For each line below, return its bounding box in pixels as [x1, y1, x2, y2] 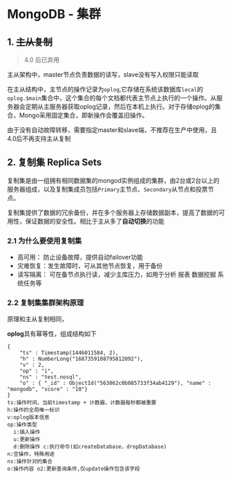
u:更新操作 [13, 436, 41, 443]
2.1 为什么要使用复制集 [7, 236, 82, 246]
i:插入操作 [13, 428, 41, 436]
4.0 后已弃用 [23, 56, 60, 64]
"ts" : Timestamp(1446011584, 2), [19, 350, 119, 356]
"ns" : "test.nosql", [19, 374, 81, 381]
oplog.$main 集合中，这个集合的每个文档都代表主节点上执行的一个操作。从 [7, 94, 217, 102]
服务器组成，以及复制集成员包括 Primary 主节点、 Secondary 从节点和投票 [7, 185, 209, 193]
